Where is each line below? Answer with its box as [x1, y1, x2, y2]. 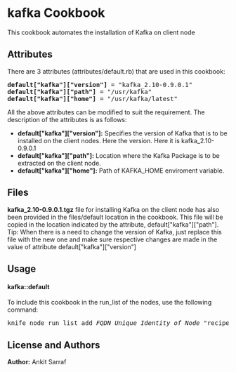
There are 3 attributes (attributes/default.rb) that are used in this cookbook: [7, 67, 225, 75]
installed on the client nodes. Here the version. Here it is [17, 136, 181, 145]
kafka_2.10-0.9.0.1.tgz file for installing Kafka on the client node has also [7, 205, 220, 213]
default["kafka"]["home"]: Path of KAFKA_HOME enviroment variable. [17, 166, 225, 175]
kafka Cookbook [7, 5, 105, 21]
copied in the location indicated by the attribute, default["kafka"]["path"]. [7, 220, 219, 229]
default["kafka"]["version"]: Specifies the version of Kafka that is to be [17, 128, 228, 138]
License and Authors [7, 339, 100, 351]
